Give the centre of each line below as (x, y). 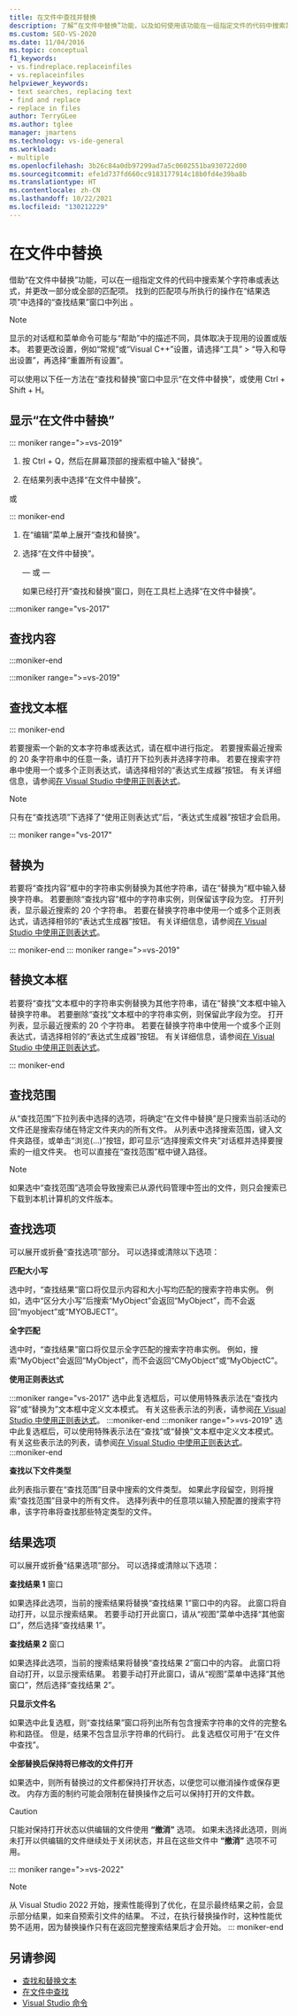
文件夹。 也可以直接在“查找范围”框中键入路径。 (126, 1151)
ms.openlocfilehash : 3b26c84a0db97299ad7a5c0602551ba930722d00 (128, 166)
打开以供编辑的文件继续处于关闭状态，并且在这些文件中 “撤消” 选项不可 (147, 1841)
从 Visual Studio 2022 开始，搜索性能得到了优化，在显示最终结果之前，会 (143, 1905)
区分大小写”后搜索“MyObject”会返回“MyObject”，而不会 (145, 1301)
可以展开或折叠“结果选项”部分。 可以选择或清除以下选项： (114, 1566)
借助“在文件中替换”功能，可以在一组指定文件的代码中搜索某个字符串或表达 (145, 279)
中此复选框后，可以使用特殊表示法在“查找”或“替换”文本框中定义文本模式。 (144, 1431)
